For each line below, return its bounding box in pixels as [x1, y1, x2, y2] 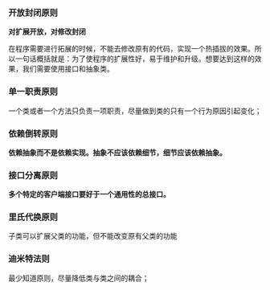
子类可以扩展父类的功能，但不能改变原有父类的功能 [8, 231, 178, 241]
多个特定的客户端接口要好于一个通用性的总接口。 [8, 190, 170, 199]
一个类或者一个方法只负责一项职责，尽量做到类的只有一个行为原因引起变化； [8, 106, 262, 116]
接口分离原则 [8, 170, 59, 181]
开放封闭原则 [8, 6, 59, 18]
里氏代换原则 [8, 211, 59, 223]
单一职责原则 [8, 86, 59, 97]
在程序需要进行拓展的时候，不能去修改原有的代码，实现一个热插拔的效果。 [8, 44, 255, 54]
